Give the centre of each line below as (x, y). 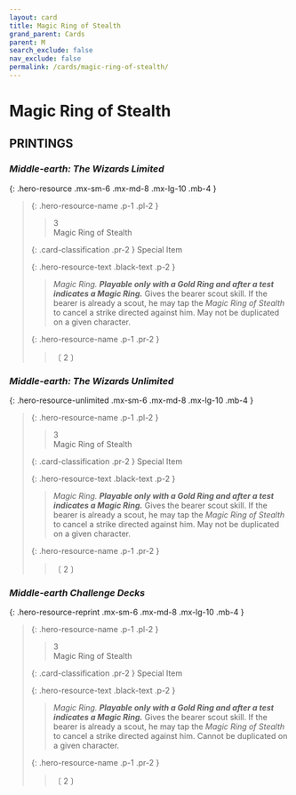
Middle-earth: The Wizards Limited (87, 169)
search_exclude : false (51, 51)
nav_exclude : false (45, 59)
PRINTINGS (41, 144)
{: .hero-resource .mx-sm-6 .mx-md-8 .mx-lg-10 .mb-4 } (113, 189)
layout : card (33, 17)
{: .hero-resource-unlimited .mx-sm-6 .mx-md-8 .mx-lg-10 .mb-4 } (132, 400)
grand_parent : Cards (48, 34)
